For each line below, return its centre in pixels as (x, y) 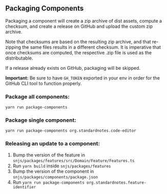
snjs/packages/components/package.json (55, 177)
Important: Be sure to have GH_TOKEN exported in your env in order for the (83, 78)
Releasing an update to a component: (53, 144)
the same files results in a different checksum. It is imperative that (92, 47)
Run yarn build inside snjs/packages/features (62, 166)
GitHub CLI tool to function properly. (44, 83)
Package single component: (41, 120)
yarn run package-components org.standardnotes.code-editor (71, 131)
